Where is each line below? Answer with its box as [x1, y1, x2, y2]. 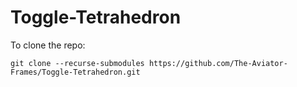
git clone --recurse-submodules [10, 58, 145, 68]
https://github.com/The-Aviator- [148, 58, 288, 68]
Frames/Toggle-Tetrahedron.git [10, 67, 141, 77]
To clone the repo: [10, 39, 86, 51]
